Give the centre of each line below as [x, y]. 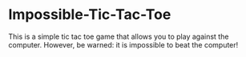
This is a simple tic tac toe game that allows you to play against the [119, 36]
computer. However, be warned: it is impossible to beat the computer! [123, 44]
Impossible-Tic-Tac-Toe [90, 15]
